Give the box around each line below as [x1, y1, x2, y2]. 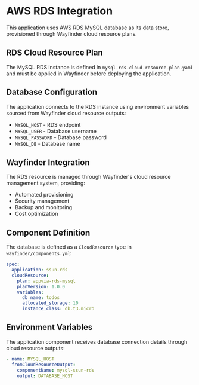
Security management [14, 197, 70, 204]
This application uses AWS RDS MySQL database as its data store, [6, 24, 169, 31]
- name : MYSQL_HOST [6, 356, 55, 362]
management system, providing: [6, 179, 85, 187]
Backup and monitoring [14, 204, 73, 211]
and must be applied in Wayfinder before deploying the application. [6, 70, 172, 77]
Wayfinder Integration [6, 157, 90, 167]
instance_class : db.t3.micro [21, 306, 95, 312]
